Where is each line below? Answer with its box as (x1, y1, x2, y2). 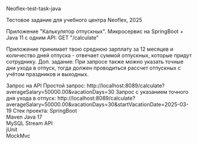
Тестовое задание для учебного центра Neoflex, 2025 (6, 17, 142, 23)
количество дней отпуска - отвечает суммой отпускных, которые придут (6, 52, 192, 58)
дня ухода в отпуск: (6, 94, 56, 102)
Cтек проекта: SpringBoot (12, 107, 77, 114)
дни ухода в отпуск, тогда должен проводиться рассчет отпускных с (6, 64, 181, 71)
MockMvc (6, 132, 31, 139)
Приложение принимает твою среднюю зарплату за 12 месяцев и (6, 45, 173, 53)
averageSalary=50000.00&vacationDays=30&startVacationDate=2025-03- (6, 101, 189, 108)
